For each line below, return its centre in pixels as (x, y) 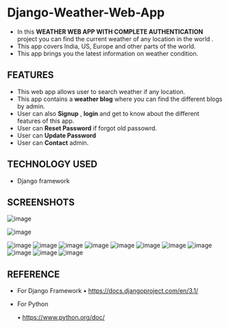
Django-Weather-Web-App (86, 13)
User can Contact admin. (53, 143)
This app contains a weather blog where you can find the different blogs (120, 99)
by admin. (31, 106)
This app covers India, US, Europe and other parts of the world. (106, 46)
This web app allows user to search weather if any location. (101, 91)
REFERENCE (34, 274)
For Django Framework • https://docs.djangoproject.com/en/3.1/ (108, 291)
